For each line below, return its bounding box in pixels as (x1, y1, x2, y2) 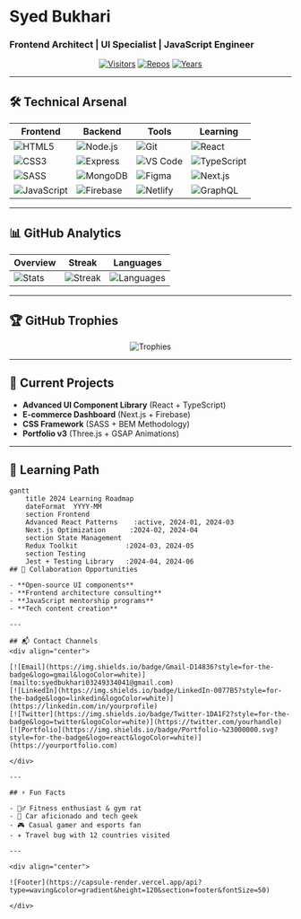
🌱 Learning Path (9, 462, 100, 477)
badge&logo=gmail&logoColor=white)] (9, 670, 146, 679)
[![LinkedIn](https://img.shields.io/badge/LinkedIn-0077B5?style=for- (9, 686, 282, 695)
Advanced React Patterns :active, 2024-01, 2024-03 (25, 518, 235, 527)
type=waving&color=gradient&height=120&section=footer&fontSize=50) (9, 886, 271, 895)
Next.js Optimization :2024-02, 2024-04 (25, 525, 199, 535)
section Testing (25, 549, 87, 558)
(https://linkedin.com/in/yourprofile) (9, 702, 159, 711)
